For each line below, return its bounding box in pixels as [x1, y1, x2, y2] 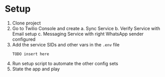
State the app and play [12, 66, 60, 72]
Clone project [12, 20, 41, 26]
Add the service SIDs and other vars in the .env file [12, 41, 120, 47]
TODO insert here [12, 52, 50, 57]
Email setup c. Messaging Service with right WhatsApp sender [12, 31, 144, 37]
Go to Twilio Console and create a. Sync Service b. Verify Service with [12, 25, 160, 31]
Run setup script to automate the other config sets [12, 60, 119, 66]
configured [12, 36, 36, 42]
